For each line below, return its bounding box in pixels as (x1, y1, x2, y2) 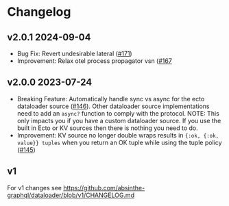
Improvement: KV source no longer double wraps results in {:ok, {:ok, (16, 131, 219, 139)
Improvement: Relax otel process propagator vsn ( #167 (16, 57, 173, 65)
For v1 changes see (7, 183, 62, 192)
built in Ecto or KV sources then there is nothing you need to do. (16, 124, 199, 132)
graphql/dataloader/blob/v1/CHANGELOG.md (7, 191, 135, 199)
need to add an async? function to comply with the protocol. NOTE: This (16, 109, 219, 117)
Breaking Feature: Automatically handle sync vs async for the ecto (16, 94, 205, 103)
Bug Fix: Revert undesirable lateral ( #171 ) (16, 49, 132, 57)
